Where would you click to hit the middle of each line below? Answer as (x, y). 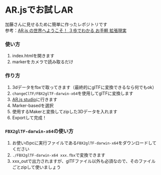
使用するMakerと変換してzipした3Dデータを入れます (65, 111)
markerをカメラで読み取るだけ (43, 62)
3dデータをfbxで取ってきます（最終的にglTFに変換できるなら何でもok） (84, 87)
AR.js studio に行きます (35, 99)
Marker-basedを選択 (33, 105)
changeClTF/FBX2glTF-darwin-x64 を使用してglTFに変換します (73, 93)
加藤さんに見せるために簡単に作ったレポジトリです (56, 24)
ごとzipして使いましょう (36, 167)
